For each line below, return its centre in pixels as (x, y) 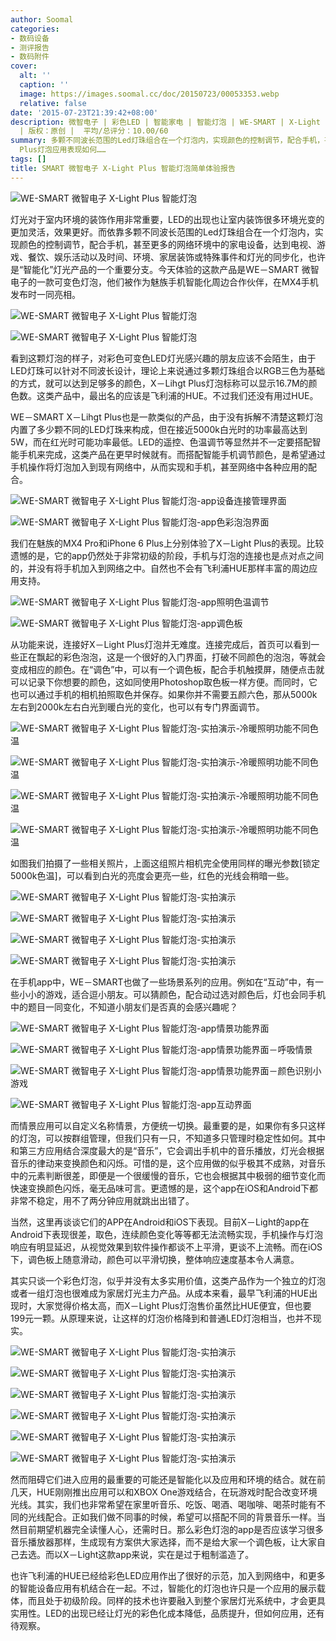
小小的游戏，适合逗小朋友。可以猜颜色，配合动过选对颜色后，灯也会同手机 (172, 994)
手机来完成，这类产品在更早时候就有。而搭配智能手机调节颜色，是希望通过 (172, 454)
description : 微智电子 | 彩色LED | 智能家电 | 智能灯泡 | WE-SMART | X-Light (165, 122)
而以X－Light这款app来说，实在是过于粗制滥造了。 (149, 1554)
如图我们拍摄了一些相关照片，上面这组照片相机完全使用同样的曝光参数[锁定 (165, 863)
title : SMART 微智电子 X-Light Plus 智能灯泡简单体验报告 (123, 168)
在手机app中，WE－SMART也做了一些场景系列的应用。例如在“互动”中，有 (162, 982)
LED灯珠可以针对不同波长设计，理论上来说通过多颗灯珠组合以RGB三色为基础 (168, 370)
